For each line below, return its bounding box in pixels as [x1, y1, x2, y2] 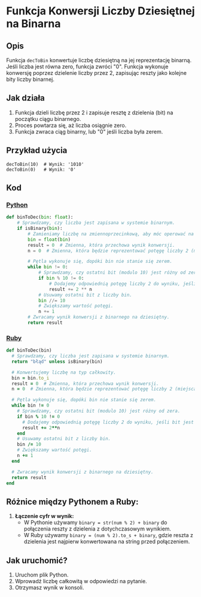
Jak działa [6, 93, 45, 103]
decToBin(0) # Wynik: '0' [6, 166, 77, 172]
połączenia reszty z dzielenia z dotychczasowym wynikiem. [23, 525, 172, 532]
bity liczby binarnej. [6, 76, 55, 83]
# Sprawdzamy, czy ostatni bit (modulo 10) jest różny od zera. [17, 408, 181, 414]
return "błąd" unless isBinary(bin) [11, 358, 103, 365]
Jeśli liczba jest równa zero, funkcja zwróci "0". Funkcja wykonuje [6, 63, 169, 70]
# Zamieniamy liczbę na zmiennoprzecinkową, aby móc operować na [28, 231, 194, 237]
